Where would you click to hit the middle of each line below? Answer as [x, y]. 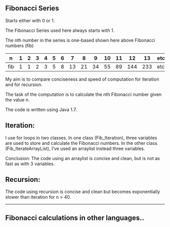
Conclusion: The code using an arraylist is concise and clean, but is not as [83, 158]
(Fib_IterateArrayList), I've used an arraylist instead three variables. [75, 148]
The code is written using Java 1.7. [41, 109]
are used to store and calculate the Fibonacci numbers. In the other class [81, 143]
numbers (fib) [19, 46]
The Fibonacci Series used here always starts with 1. [60, 30]
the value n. [17, 100]
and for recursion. [24, 84]
